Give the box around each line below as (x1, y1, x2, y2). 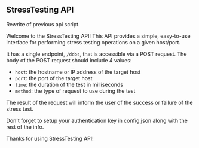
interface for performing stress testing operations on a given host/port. (6, 38, 181, 46)
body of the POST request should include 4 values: (6, 56, 132, 64)
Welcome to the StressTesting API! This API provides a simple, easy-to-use (6, 32, 191, 40)
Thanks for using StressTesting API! (6, 135, 94, 142)
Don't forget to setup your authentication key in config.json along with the (6, 117, 188, 124)
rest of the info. (6, 123, 44, 131)
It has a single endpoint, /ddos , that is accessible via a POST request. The (6, 50, 187, 58)
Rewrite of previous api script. (6, 20, 80, 28)
